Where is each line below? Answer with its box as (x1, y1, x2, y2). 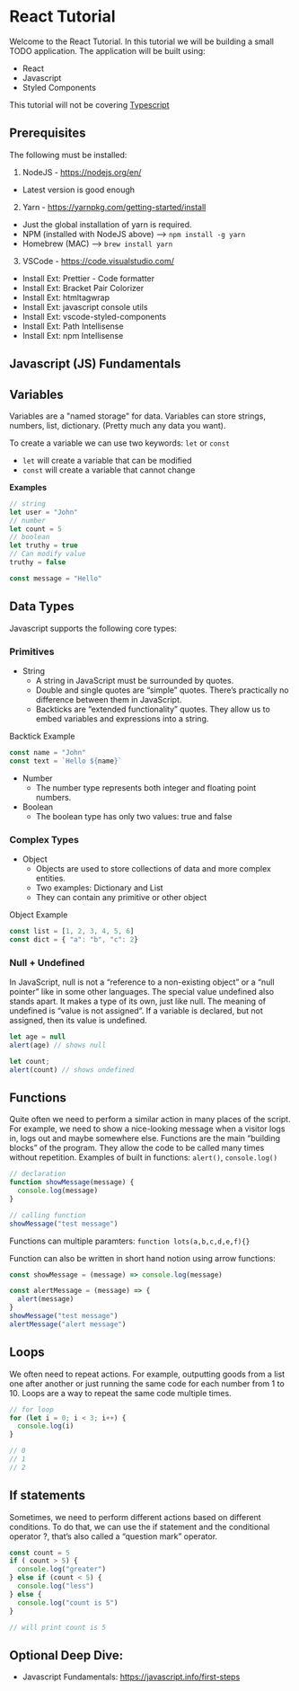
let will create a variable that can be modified (22, 455, 192, 465)
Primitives (9, 645, 55, 658)
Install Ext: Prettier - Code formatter (22, 272, 155, 284)
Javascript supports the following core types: (9, 623, 178, 633)
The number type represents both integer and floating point (35, 782, 257, 792)
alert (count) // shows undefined (9, 1065, 135, 1075)
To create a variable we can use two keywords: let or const (9, 438, 231, 448)
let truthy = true (9, 541, 78, 550)
